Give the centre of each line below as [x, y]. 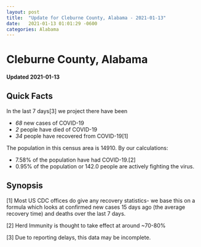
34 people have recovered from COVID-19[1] [72, 136]
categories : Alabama [33, 29]
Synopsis [25, 186]
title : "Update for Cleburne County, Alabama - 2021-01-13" [86, 18]
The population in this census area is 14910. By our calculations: [87, 147]
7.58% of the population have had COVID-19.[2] [76, 160]
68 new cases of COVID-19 [49, 123]
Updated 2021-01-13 [33, 77]
